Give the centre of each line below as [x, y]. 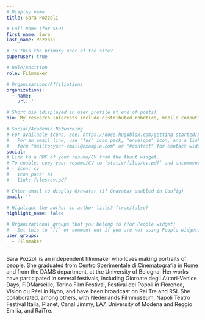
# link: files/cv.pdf [37, 180]
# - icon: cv [23, 169]
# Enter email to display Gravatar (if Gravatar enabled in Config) [95, 191]
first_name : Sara [28, 34]
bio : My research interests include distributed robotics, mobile [92, 118]
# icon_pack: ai [30, 174]
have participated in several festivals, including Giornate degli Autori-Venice [102, 278]
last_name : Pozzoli [31, 40]
